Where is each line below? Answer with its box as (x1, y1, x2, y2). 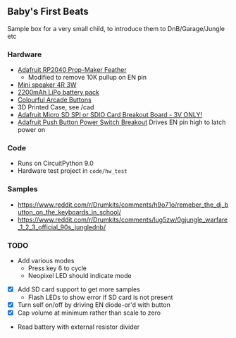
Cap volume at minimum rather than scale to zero (17, 308, 161, 317)
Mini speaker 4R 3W (17, 80, 77, 89)
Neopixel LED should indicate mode (27, 272, 132, 279)
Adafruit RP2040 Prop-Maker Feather (17, 66, 127, 74)
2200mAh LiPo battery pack (17, 88, 100, 97)
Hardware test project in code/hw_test (17, 167, 128, 175)
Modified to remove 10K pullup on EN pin (27, 73, 147, 82)
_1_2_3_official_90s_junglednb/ (17, 222, 106, 231)
